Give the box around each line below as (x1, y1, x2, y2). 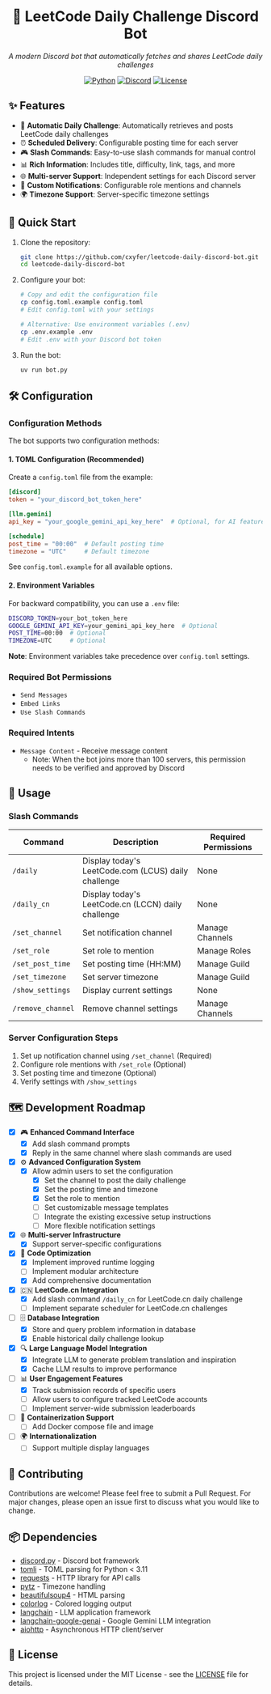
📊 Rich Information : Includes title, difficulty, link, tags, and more (19, 159, 236, 169)
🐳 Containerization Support (19, 1412, 115, 1423)
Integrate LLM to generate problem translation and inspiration (31, 1355, 236, 1365)
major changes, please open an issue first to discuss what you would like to (8, 1497, 260, 1507)
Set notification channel (81, 927, 173, 938)
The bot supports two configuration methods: (8, 436, 160, 446)
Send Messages (19, 691, 68, 699)
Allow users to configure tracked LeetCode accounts (31, 1395, 208, 1404)
